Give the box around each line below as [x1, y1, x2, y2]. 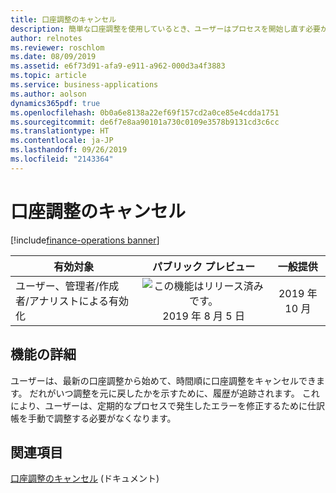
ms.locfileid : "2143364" [10, 154, 114, 164]
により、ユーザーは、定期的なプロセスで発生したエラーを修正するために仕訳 [10, 399, 325, 411]
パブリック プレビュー [152, 259, 256, 273]
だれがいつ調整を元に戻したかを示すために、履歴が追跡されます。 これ [29, 387, 320, 399]
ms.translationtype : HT [10, 126, 110, 136]
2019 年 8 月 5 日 [162, 309, 246, 323]
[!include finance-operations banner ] [10, 234, 160, 246]
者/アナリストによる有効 [15, 294, 129, 308]
